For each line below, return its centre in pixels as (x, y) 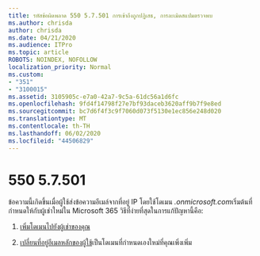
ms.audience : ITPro (40, 45)
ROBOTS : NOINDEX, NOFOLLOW (53, 60)
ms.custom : (26, 75)
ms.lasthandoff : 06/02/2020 (55, 133)
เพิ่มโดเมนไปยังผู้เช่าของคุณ (55, 227)
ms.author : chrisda (40, 23)
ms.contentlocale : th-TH (49, 126)
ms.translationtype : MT (48, 119)
